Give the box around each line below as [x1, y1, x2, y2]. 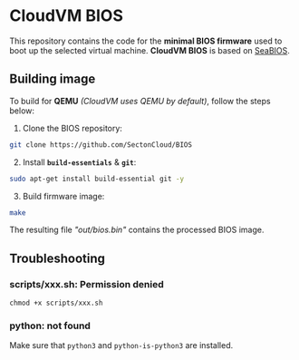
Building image [9, 72, 96, 87]
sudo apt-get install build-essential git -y [9, 174, 184, 183]
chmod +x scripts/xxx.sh [9, 298, 103, 308]
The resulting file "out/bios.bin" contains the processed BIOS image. [9, 224, 265, 236]
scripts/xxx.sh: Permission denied [9, 277, 165, 290]
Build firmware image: [22, 190, 105, 201]
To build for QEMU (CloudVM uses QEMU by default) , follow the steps [9, 95, 271, 106]
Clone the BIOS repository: [22, 122, 122, 133]
